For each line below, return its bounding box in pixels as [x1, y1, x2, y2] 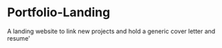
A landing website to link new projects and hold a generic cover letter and [7, 27, 216, 35]
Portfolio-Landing [7, 5, 111, 20]
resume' [7, 34, 31, 42]
